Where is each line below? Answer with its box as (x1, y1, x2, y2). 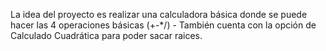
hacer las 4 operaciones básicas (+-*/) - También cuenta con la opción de (10, 19, 317, 31)
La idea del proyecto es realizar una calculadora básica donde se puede (10, 9, 308, 20)
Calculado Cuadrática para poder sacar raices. (10, 30, 203, 41)
